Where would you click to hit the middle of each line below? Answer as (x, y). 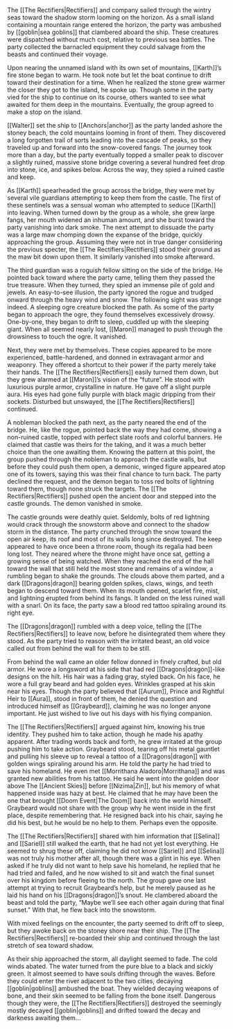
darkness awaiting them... (44, 1018)
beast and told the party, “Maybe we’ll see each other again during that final (115, 902)
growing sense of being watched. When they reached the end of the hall (111, 561)
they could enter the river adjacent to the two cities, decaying (95, 981)
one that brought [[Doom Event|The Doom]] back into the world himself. (110, 800)
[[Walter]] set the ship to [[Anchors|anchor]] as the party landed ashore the (115, 125)
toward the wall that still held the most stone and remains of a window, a (110, 569)
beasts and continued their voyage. (58, 54)
